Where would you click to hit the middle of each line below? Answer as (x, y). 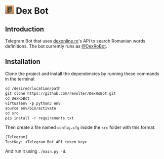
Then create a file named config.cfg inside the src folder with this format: (80, 127)
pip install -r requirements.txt (40, 118)
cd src (12, 113)
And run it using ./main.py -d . (36, 151)
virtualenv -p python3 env (33, 103)
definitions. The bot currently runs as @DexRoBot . (56, 46)
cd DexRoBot (17, 98)
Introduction (25, 29)
